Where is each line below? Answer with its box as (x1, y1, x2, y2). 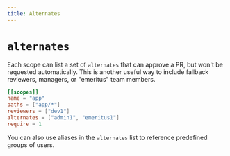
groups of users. (7, 140, 55, 149)
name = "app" (7, 95, 45, 102)
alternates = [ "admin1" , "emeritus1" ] (7, 114, 120, 121)
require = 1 (7, 121, 42, 128)
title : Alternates (7, 10, 60, 17)
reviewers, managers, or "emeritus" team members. (7, 75, 156, 83)
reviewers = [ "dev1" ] (7, 108, 70, 115)
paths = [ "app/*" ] (7, 101, 60, 108)
